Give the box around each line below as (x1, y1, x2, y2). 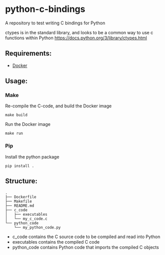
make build (5, 113, 28, 118)
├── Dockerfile (5, 194, 37, 199)
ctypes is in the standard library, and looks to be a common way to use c (5, 29, 154, 35)
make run (5, 131, 23, 136)
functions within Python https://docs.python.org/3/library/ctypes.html (5, 35, 147, 41)
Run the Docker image (5, 121, 51, 127)
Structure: (5, 177, 38, 185)
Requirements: (5, 49, 52, 58)
